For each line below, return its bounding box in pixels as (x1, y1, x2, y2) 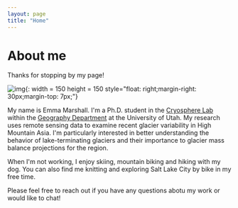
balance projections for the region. (7, 143, 109, 153)
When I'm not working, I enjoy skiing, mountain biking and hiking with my (7, 158, 221, 166)
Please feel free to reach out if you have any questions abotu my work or (7, 186, 220, 195)
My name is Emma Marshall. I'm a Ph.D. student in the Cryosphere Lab (7, 106, 214, 114)
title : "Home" (7, 17, 50, 24)
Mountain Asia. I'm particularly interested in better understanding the (7, 128, 210, 137)
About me (7, 48, 67, 64)
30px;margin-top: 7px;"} (7, 92, 78, 101)
